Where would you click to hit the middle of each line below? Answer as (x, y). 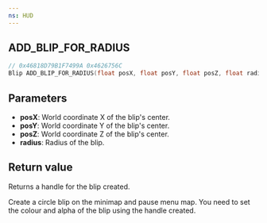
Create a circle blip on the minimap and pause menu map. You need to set (129, 202)
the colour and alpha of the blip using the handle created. (102, 210)
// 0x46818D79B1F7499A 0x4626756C (66, 66)
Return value (41, 167)
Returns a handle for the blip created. (69, 186)
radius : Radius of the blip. (62, 142)
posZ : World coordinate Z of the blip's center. (94, 134)
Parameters (38, 98)
